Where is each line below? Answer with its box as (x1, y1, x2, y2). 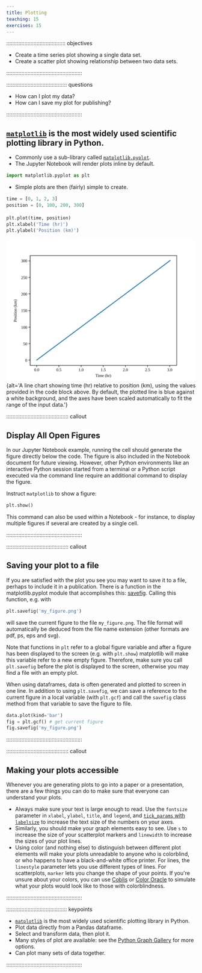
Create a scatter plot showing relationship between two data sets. (14, 58, 179, 65)
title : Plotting (6, 10, 47, 16)
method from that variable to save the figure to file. (6, 699, 132, 707)
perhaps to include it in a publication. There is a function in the (6, 583, 161, 590)
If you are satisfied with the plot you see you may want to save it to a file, (6, 576, 187, 584)
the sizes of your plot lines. (14, 837, 82, 845)
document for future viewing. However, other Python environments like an (6, 459, 189, 466)
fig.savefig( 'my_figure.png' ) (6, 725, 82, 731)
